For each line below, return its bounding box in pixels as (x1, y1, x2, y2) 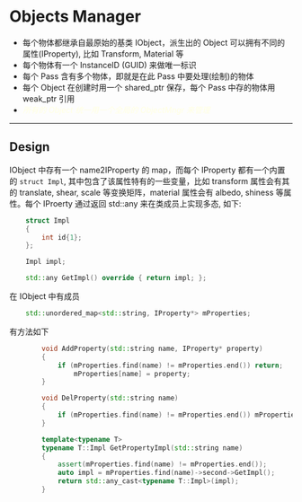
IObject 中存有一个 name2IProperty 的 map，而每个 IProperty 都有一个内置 (9, 164, 286, 175)
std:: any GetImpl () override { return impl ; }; (25, 274, 207, 283)
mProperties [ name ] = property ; (73, 369, 191, 378)
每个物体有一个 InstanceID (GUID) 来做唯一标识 (22, 59, 197, 70)
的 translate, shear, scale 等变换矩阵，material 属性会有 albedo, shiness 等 (9, 187, 284, 198)
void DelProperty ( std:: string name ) (41, 393, 179, 403)
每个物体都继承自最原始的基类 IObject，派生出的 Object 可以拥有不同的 (22, 37, 286, 48)
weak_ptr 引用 (22, 92, 75, 104)
